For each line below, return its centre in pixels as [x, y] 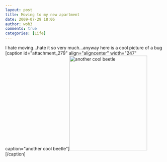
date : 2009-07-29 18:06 [30, 19]
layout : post [19, 10]
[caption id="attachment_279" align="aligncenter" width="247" [71, 53]
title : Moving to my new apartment [43, 15]
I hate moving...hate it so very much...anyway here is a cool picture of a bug [84, 48]
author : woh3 [19, 24]
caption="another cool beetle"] [37, 149]
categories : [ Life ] [26, 33]
